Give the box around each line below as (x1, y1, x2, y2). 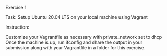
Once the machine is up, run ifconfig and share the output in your (5, 39, 143, 45)
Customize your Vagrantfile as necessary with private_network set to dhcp (5, 34, 162, 40)
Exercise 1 (5, 5, 27, 10)
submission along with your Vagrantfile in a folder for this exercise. (5, 45, 146, 50)
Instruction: (5, 24, 30, 30)
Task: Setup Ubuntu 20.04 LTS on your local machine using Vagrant (5, 14, 148, 20)
